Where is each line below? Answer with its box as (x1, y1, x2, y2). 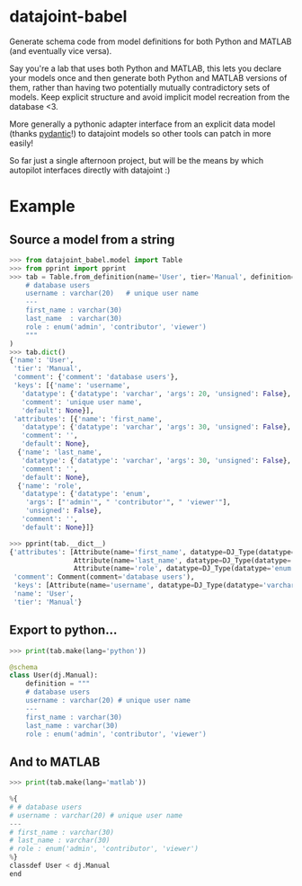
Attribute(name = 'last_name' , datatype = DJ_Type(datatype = (73, 555, 292, 565)
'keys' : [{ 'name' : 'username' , (13, 381, 130, 390)
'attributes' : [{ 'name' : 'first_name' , (13, 414, 164, 423)
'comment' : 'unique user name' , (21, 397, 143, 406)
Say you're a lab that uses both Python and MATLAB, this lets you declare (9, 63, 282, 74)
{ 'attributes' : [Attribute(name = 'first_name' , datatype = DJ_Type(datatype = (9, 547, 296, 556)
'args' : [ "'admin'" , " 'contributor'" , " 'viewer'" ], (25, 498, 231, 507)
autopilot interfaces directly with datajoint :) (9, 164, 171, 175)
